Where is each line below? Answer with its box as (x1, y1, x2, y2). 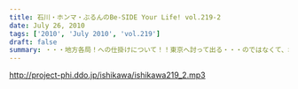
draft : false (9, 37, 58, 47)
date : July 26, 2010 (9, 21, 86, 30)
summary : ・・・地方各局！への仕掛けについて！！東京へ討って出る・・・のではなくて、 (9, 46, 288, 55)
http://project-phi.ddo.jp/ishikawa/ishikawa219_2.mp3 (9, 70, 206, 80)
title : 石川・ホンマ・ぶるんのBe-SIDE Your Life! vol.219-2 (9, 12, 222, 22)
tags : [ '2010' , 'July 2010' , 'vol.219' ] (9, 29, 161, 38)
